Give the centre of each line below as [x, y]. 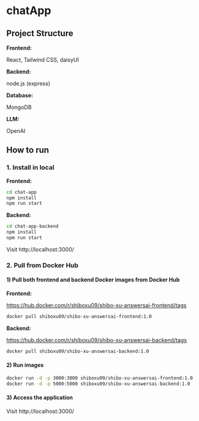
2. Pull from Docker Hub [42, 265]
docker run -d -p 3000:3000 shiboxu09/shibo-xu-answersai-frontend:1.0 [99, 378]
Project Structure [40, 33]
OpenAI [16, 131]
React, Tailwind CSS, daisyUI [43, 60]
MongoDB [19, 107]
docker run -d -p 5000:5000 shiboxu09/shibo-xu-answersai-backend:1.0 [98, 384]
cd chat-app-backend [33, 226]
